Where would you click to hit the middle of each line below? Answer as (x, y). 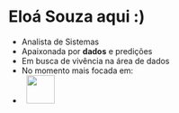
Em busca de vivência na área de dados (95, 61)
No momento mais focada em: (77, 71)
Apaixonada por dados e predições (87, 51)
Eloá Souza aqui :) (77, 17)
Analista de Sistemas (60, 42)
